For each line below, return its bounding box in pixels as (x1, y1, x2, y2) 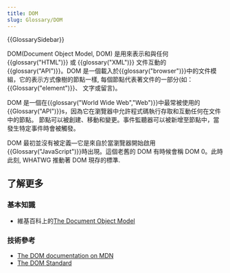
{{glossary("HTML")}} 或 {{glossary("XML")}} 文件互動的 (7, 58, 167, 66)
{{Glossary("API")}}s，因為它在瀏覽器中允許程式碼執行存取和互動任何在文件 (7, 107, 221, 115)
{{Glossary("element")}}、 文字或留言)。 (7, 84, 122, 92)
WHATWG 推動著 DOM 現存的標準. (22, 156, 121, 164)
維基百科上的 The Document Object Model (16, 217, 135, 225)
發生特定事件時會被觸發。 (7, 124, 80, 132)
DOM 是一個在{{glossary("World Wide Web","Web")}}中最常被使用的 (7, 98, 200, 106)
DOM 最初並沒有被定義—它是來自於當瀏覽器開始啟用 (7, 139, 156, 147)
